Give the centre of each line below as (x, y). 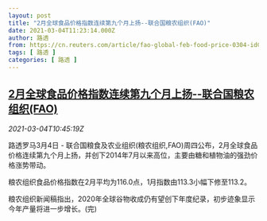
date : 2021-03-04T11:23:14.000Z (62, 30)
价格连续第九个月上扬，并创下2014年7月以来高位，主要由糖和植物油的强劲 (130, 155)
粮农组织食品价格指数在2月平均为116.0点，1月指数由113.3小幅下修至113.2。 (130, 182)
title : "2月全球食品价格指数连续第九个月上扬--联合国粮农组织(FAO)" (110, 23)
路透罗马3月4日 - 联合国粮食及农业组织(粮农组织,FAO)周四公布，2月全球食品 (133, 145)
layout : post (30, 16)
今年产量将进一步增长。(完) (53, 208)
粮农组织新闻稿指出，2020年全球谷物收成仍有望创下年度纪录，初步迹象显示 (132, 199)
